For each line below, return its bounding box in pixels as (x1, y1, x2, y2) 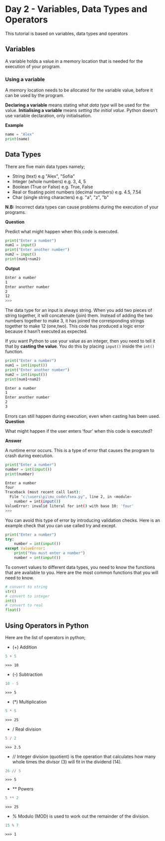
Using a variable (5, 76, 45, 83)
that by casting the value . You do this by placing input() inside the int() (5, 343, 155, 349)
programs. (5, 209, 26, 215)
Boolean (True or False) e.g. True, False (12, 184, 93, 189)
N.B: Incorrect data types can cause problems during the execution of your (5, 204, 159, 210)
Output (5, 265, 20, 272)
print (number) (5, 471, 35, 476)
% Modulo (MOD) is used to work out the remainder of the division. (12, 813, 150, 819)
